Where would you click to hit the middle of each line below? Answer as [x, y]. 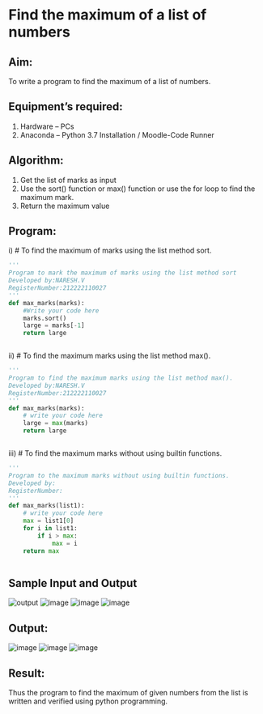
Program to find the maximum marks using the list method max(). [121, 378]
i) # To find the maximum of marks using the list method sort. [110, 251]
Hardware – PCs [47, 126]
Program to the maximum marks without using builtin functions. [119, 475]
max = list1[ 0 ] [49, 521]
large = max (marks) [56, 423]
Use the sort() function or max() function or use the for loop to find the [138, 189]
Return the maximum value [65, 206]
